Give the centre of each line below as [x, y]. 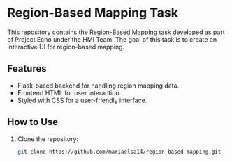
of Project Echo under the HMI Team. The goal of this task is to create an [112, 39]
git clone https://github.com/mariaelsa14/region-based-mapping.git [119, 152]
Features [27, 68]
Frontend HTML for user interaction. [69, 92]
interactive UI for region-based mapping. [66, 47]
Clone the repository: [48, 139]
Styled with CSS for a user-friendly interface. [82, 100]
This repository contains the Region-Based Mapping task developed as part [116, 32]
